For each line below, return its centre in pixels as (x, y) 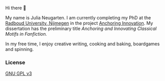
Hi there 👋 (16, 8)
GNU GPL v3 (19, 73)
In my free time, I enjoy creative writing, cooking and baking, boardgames (82, 44)
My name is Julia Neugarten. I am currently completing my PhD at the (78, 18)
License (15, 62)
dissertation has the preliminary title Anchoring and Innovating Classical (81, 29)
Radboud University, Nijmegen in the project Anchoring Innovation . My (79, 23)
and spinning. (20, 49)
